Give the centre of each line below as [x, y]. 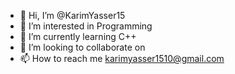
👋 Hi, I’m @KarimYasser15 [72, 15]
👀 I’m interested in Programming [86, 26]
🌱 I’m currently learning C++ [78, 36]
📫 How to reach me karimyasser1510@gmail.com [122, 58]
